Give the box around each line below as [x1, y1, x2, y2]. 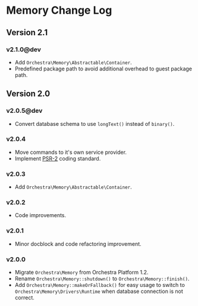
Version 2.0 [6, 89, 51, 99]
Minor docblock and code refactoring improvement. [14, 240, 142, 248]
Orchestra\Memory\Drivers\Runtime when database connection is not [14, 288, 183, 295]
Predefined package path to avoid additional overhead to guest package [14, 65, 192, 72]
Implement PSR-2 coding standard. [14, 154, 101, 162]
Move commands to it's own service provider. [14, 149, 127, 156]
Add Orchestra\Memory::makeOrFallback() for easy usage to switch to [14, 282, 186, 289]
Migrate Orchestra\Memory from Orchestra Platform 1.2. [14, 269, 149, 276]
